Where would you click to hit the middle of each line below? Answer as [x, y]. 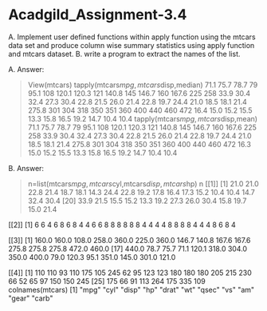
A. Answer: [26, 69]
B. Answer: [26, 168]
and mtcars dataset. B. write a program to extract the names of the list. [124, 54]
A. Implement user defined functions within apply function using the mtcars [132, 37]
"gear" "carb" [31, 298]
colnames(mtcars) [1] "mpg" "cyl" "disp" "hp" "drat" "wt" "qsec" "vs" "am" [132, 289]
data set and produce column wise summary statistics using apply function [132, 45]
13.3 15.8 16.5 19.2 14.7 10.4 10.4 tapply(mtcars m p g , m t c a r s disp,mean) [142, 118]
